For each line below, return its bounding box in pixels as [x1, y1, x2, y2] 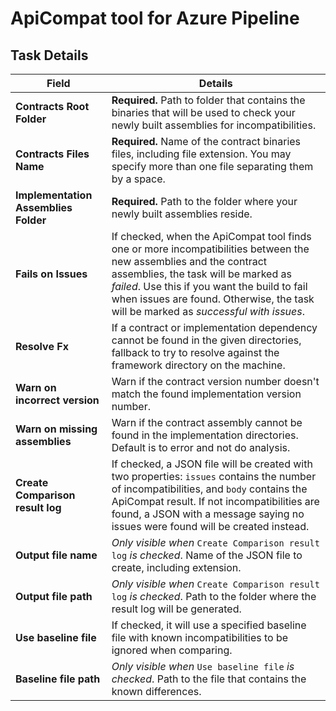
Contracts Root [15, 100, 90, 113]
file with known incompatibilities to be [111, 631, 289, 644]
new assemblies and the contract [111, 255, 268, 268]
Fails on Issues [15, 267, 88, 281]
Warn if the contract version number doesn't [111, 375, 320, 388]
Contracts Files [15, 147, 90, 161]
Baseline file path [15, 672, 101, 686]
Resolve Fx [15, 340, 69, 353]
